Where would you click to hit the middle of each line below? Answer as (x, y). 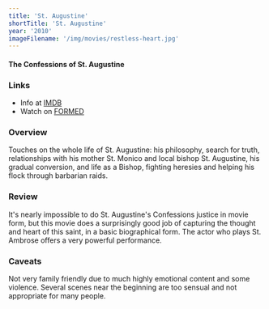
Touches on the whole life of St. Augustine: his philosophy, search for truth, (134, 150)
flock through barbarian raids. (58, 176)
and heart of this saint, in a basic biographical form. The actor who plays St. (135, 231)
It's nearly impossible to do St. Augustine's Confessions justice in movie (128, 214)
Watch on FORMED (52, 112)
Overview (28, 133)
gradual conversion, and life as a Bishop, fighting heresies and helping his (132, 167)
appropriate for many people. (57, 296)
